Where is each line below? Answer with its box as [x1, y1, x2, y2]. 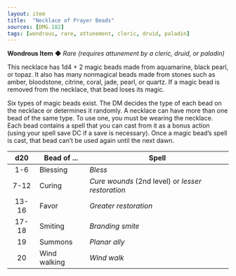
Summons [39, 237, 73, 247]
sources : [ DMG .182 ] [7, 23, 65, 30]
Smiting [39, 221, 65, 231]
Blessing [39, 165, 68, 175]
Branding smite [89, 221, 140, 231]
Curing [39, 181, 62, 191]
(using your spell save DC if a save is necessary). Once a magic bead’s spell [7, 129, 228, 137]
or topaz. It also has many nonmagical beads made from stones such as [7, 70, 216, 79]
